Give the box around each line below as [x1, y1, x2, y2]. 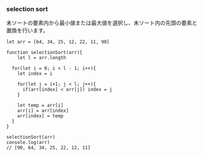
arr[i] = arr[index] [17, 108, 69, 114]
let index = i [17, 71, 53, 77]
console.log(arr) [6, 140, 50, 146]
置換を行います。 [6, 27, 48, 34]
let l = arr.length [17, 55, 67, 61]
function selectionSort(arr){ [6, 50, 83, 56]
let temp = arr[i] [17, 102, 64, 109]
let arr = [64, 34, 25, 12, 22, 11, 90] [6, 39, 110, 45]
